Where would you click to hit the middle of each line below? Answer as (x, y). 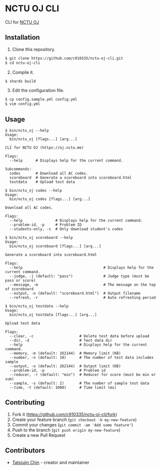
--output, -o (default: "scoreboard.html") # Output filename (75, 293)
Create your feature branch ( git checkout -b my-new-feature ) (74, 420)
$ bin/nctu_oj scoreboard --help (39, 237)
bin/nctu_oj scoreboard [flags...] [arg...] (55, 246)
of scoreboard (20, 289)
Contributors (25, 451)
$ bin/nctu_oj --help (27, 130)
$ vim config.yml (23, 104)
